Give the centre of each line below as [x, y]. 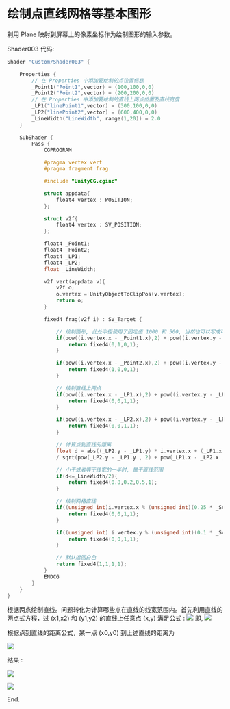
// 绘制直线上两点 [78, 388]
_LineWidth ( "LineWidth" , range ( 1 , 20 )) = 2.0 [96, 118]
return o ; [70, 301]
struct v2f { [61, 219]
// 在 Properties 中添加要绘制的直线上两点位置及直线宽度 [106, 100]
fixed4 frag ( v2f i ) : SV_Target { [93, 319]
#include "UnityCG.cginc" [80, 181]
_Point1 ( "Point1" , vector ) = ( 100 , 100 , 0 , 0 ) [93, 87]
